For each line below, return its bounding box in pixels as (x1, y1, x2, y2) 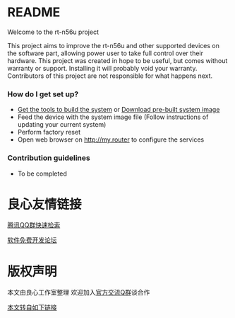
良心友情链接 (7, 196, 83, 212)
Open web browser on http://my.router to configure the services (17, 135, 205, 144)
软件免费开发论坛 (7, 236, 57, 244)
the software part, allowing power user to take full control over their (7, 49, 203, 57)
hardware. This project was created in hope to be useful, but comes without (7, 56, 228, 64)
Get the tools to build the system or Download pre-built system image (17, 106, 220, 114)
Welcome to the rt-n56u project (7, 28, 99, 36)
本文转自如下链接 (7, 303, 57, 312)
